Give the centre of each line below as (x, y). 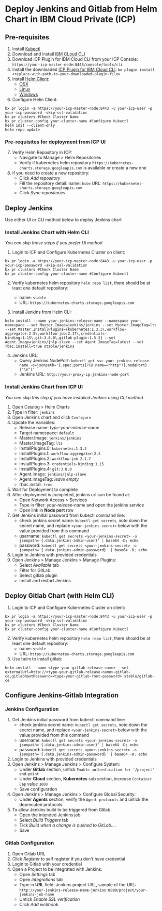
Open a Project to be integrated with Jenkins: (57, 869)
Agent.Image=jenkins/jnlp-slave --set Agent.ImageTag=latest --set (74, 342)
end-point (29, 774)
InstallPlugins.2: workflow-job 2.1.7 (55, 458)
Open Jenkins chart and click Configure (52, 417)
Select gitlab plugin (38, 575)
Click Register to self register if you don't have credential (69, 859)
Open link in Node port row (46, 510)
